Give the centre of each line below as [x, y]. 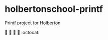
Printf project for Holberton [33, 23]
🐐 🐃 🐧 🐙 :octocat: [22, 32]
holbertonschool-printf [54, 9]
